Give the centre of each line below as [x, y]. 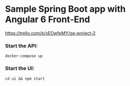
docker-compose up [24, 56]
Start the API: [21, 46]
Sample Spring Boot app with [65, 9]
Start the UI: [20, 68]
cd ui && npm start [25, 79]
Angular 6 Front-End [48, 19]
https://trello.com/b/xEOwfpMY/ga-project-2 [50, 33]
